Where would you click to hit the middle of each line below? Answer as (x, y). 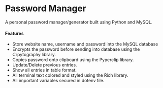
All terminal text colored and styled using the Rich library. (70, 75)
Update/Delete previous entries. (45, 65)
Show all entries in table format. (45, 70)
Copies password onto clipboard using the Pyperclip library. (73, 60)
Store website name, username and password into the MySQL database (85, 44)
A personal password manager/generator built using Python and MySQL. (79, 22)
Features (14, 33)
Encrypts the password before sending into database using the (76, 49)
